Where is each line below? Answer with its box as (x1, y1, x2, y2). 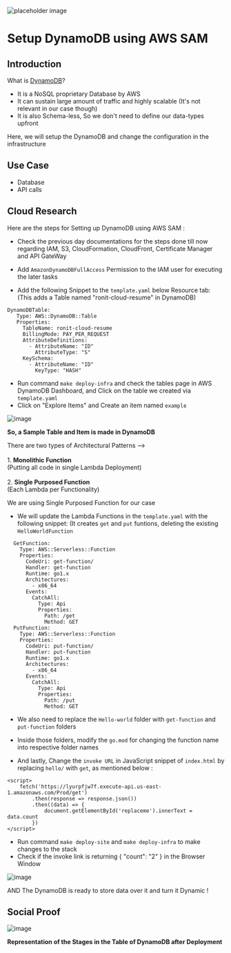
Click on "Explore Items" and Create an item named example (17, 401, 187, 409)
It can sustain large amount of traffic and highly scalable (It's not (17, 97, 201, 105)
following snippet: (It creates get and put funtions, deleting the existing (17, 519, 219, 527)
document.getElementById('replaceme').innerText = (43, 807, 193, 814)
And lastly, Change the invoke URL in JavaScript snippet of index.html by (17, 756, 225, 765)
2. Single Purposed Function (7, 478, 90, 486)
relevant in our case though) (17, 104, 98, 112)
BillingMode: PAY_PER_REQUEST (22, 331, 110, 337)
